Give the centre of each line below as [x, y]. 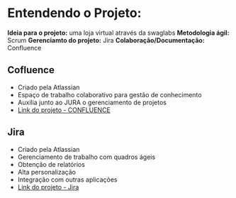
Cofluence [31, 70]
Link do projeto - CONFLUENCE [64, 110]
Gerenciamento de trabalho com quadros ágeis [86, 157]
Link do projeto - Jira [48, 187]
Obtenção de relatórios [51, 164]
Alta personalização [47, 172]
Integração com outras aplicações [67, 180]
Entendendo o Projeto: [74, 13]
